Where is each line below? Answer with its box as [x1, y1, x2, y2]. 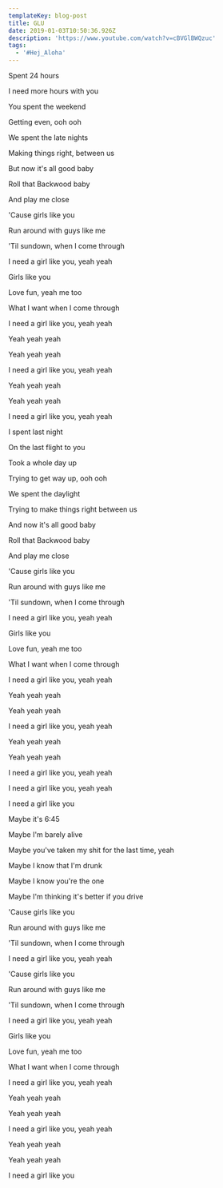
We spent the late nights [8, 133, 89, 142]
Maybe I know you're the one [8, 876, 105, 886]
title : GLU [8, 19, 45, 27]
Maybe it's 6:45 [8, 815, 60, 823]
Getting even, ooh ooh [8, 118, 82, 126]
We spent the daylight [8, 489, 81, 498]
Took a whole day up [8, 458, 78, 468]
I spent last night [8, 427, 63, 437]
